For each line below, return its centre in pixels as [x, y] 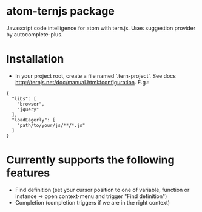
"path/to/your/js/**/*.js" [51, 125]
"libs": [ [24, 98]
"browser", [31, 104]
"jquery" [28, 109]
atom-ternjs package [61, 11]
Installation [35, 59]
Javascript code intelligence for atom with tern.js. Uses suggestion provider [101, 28]
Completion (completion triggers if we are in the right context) [93, 202]
